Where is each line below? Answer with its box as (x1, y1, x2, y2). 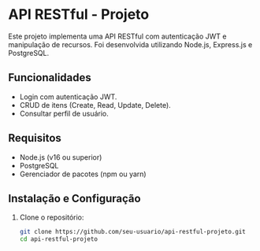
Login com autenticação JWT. (19, 92, 117, 102)
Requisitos (8, 131, 61, 145)
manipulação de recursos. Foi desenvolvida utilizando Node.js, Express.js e (8, 39, 253, 49)
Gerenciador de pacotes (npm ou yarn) (19, 169, 147, 179)
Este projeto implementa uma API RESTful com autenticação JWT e (8, 31, 227, 41)
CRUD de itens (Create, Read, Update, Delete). (19, 100, 171, 109)
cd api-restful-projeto (19, 235, 98, 243)
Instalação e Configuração (8, 191, 141, 205)
